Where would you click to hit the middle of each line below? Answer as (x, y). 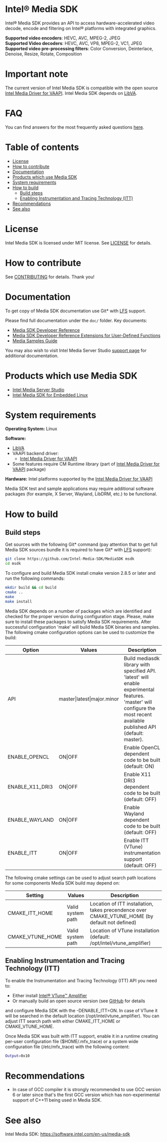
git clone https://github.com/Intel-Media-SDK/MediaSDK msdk (70, 559)
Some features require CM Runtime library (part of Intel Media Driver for (86, 464)
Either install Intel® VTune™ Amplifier (50, 995)
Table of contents (42, 147)
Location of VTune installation (125, 930)
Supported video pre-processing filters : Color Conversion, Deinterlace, (79, 48)
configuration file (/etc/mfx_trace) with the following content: (68, 1047)
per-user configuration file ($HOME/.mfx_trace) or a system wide (72, 1041)
